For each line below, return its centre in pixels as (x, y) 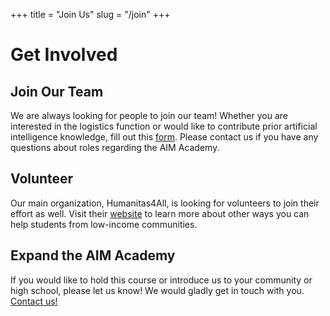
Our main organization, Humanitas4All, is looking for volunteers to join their (165, 203)
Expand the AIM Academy (93, 255)
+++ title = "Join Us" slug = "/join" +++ (90, 14)
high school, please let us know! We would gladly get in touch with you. (157, 290)
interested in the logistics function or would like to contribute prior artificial (164, 126)
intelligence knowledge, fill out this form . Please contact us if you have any (164, 137)
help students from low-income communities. (104, 224)
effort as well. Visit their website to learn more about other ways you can (160, 213)
